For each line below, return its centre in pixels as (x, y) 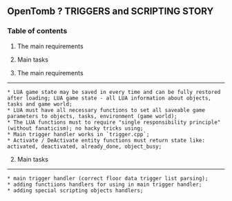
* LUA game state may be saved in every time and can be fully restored (114, 92)
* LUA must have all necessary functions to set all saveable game (106, 110)
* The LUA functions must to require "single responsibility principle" (114, 122)
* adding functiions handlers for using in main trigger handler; (105, 184)
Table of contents (37, 31)
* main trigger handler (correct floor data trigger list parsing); (108, 178)
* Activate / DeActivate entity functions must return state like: (106, 140)
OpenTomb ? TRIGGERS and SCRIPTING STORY (110, 11)
